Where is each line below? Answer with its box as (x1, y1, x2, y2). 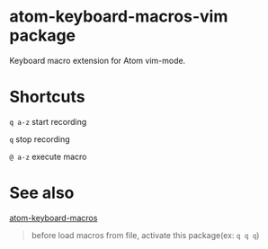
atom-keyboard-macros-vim (9, 6, 228, 27)
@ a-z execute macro (9, 151, 87, 162)
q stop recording (9, 133, 70, 145)
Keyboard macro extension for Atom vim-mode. (9, 55, 186, 66)
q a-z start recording (9, 116, 87, 127)
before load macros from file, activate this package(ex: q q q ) (31, 229, 260, 240)
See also (9, 182, 75, 203)
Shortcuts (9, 87, 85, 107)
